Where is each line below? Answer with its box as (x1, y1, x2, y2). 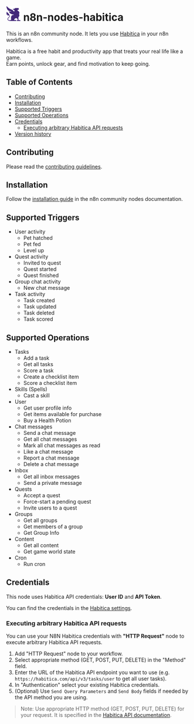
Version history (14, 130, 52, 138)
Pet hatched (23, 234, 53, 242)
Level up (23, 247, 45, 254)
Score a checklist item (23, 380, 77, 386)
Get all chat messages (23, 435, 77, 443)
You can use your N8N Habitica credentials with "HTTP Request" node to (6, 632, 185, 640)
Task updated (23, 303, 57, 310)
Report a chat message (23, 454, 80, 461)
